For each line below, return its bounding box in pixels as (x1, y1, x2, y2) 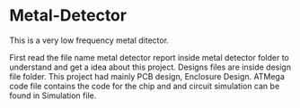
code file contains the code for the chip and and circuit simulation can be (9, 80, 280, 91)
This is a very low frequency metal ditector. (9, 35, 169, 46)
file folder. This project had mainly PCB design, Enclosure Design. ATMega (9, 71, 286, 81)
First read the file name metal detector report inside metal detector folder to (9, 52, 289, 62)
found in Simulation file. (9, 90, 97, 101)
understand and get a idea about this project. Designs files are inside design (9, 62, 292, 72)
